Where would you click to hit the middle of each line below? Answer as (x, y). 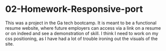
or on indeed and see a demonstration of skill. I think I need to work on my (82, 33)
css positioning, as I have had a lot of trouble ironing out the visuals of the (81, 39)
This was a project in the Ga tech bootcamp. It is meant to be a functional (81, 23)
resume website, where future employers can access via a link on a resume (83, 28)
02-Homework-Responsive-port (74, 9)
